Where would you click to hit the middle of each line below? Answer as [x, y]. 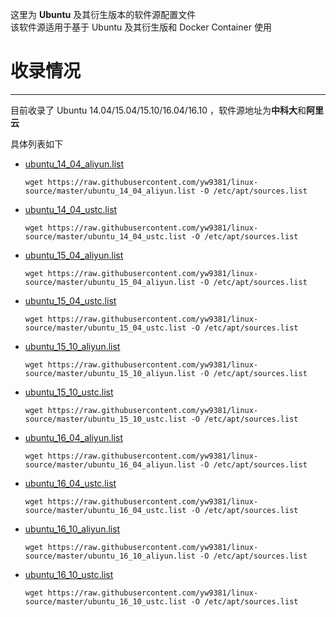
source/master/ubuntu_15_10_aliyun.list [110, 373]
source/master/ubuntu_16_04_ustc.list [105, 510]
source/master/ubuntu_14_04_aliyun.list [110, 191]
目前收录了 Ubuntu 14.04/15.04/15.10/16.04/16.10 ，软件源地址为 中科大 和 [158, 110]
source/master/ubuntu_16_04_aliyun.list [110, 464]
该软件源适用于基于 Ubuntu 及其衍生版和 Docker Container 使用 [141, 27]
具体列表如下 [36, 144]
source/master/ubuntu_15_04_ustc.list [105, 328]
